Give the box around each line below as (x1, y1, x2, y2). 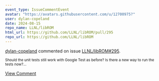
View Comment (5, 70, 36, 76)
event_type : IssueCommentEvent (5, 7, 69, 12)
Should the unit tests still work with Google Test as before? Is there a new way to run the (5, 57, 154, 62)
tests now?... (5, 62, 27, 67)
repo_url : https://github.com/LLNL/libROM (5, 35, 94, 40)
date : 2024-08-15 (5, 21, 41, 26)
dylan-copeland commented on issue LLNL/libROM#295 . (5, 48, 121, 54)
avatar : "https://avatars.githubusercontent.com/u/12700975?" (5, 12, 135, 17)
